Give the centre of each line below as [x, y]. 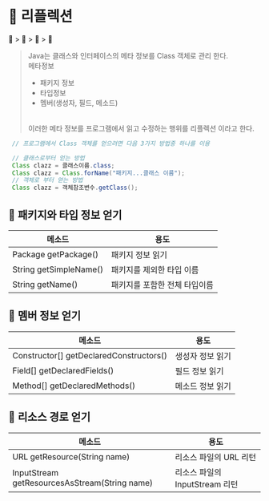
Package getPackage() [55, 255]
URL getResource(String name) [71, 456]
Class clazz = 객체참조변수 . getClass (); [75, 188]
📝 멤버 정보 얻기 [45, 316]
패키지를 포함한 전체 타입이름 [162, 285]
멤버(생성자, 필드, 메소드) [79, 103]
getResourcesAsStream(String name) [83, 483]
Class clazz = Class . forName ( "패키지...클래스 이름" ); [98, 173]
